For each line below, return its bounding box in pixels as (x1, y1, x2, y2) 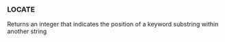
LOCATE (7, 5, 36, 14)
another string (7, 27, 47, 35)
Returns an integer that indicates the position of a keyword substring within (7, 20, 219, 28)
